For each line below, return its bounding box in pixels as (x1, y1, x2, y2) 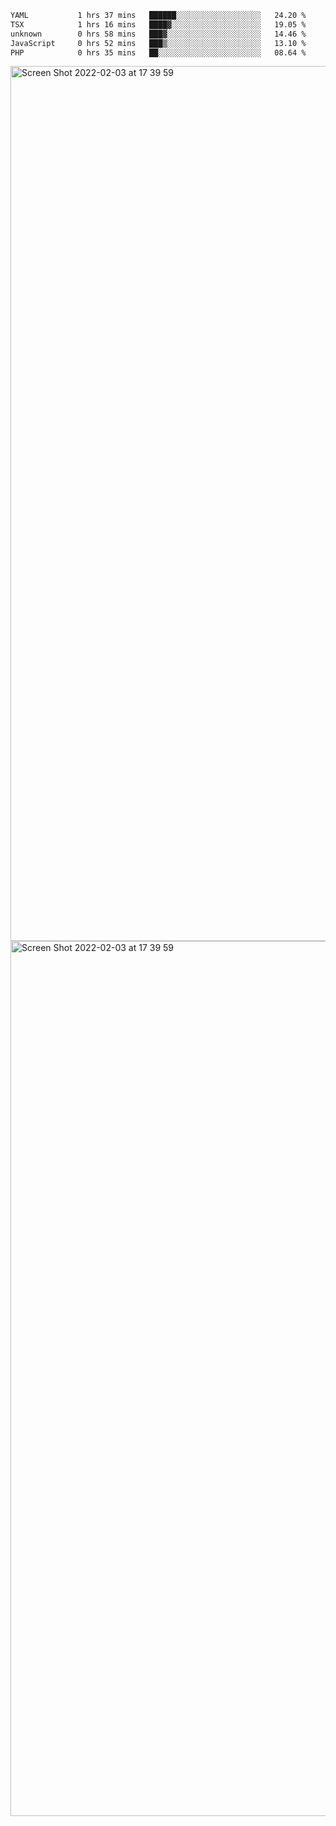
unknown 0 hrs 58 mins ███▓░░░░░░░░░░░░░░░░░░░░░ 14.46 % (10, 29, 307, 39)
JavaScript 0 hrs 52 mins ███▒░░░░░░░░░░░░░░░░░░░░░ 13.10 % (10, 38, 307, 48)
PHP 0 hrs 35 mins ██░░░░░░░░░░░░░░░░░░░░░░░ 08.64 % (10, 47, 307, 58)
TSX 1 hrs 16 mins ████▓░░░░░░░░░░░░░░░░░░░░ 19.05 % (10, 19, 307, 30)
